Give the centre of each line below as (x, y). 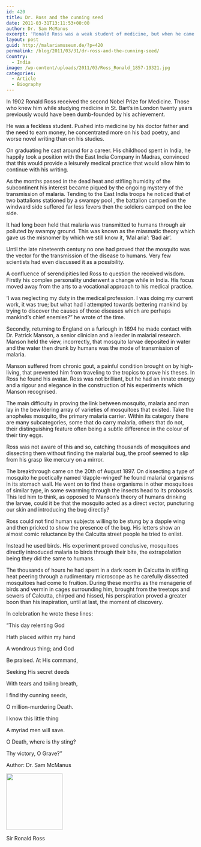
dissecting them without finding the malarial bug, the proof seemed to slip (97, 453)
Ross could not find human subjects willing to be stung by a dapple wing (96, 521)
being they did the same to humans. (50, 558)
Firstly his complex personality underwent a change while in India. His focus (100, 280)
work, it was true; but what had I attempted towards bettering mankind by (97, 304)
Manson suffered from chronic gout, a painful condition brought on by (93, 366)
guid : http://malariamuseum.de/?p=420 (55, 46)
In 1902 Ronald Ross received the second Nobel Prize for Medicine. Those (98, 102)
